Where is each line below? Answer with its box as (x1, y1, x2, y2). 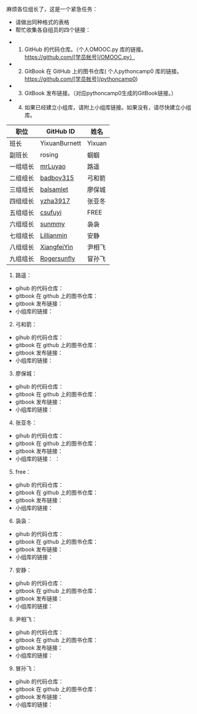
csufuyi (40, 208, 62, 216)
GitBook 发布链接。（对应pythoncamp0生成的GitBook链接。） (24, 90, 177, 96)
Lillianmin (40, 231, 68, 240)
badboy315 (40, 174, 74, 182)
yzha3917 (40, 197, 71, 205)
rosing (40, 151, 58, 159)
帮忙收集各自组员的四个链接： (15, 26, 91, 33)
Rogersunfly (40, 254, 75, 262)
